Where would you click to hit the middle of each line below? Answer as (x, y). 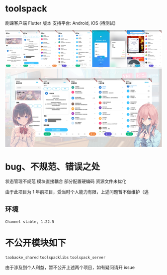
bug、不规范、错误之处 (53, 167)
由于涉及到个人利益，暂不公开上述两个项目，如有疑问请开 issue (70, 268)
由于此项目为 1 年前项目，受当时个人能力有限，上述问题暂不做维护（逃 (77, 192)
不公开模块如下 (36, 243)
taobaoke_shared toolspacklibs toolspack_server (55, 258)
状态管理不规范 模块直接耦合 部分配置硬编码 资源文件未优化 (66, 182)
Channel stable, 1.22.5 (30, 222)
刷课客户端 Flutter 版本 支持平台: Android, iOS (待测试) (60, 23)
